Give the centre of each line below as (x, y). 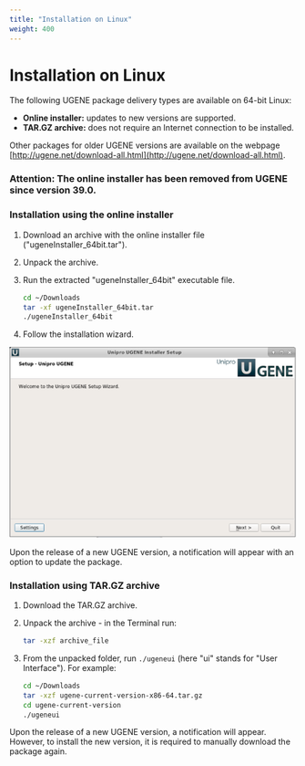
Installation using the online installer (91, 215)
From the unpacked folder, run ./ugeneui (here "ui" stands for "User (150, 658)
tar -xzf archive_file (66, 641)
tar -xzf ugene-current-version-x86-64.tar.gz (112, 695)
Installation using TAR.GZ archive (85, 585)
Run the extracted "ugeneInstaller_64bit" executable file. (128, 279)
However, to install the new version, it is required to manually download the (150, 742)
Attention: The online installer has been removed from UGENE (149, 179)
